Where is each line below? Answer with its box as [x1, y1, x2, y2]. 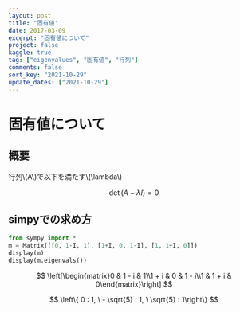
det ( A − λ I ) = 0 [108, 188, 159, 197]
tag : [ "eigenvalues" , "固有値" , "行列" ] [8, 57, 139, 64]
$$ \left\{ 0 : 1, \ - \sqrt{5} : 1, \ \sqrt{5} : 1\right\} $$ [49, 294, 219, 304]
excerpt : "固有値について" [8, 33, 89, 42]
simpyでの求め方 [8, 213, 92, 226]
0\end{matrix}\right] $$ [95, 279, 173, 289]
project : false [8, 41, 59, 49]
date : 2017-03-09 [8, 26, 66, 34]
